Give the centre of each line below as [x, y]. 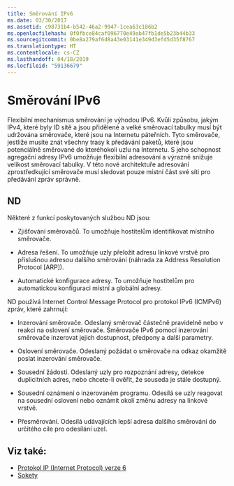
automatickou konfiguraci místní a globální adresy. [90, 288]
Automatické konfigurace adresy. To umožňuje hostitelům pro [106, 281]
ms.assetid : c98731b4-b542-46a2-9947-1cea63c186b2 [82, 27]
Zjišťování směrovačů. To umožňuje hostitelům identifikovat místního [116, 231]
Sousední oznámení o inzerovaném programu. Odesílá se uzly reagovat [120, 393]
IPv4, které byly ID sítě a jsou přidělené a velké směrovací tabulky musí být [115, 127]
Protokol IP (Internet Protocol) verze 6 [72, 468]
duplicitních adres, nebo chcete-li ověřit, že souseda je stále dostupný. [119, 380]
